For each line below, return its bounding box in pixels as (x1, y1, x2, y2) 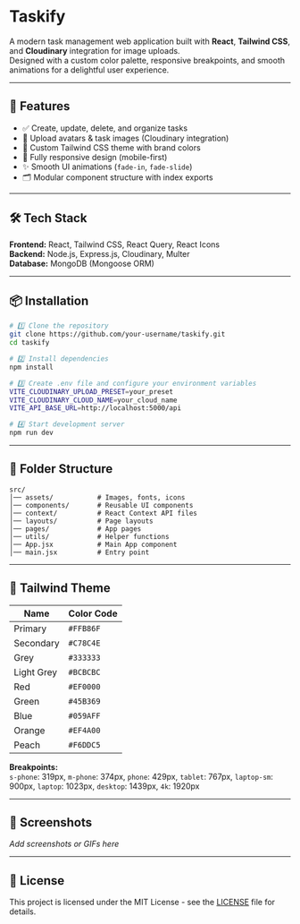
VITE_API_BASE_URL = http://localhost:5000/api (9, 404, 181, 413)
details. (9, 906, 37, 917)
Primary (13, 622, 47, 635)
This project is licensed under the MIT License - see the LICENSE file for (9, 897, 275, 908)
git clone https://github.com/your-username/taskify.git (9, 329, 226, 339)
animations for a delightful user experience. (9, 64, 170, 75)
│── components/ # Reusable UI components (9, 500, 194, 509)
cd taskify (9, 338, 50, 347)
